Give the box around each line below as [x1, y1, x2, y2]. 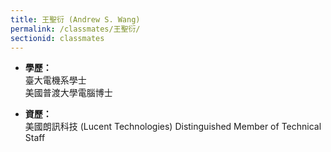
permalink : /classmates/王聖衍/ [10, 24, 141, 34]
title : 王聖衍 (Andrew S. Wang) [10, 14, 141, 25]
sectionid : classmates [10, 33, 105, 43]
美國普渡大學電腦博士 [24, 87, 113, 99]
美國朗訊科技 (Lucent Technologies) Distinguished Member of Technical [24, 121, 322, 133]
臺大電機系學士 [24, 74, 87, 86]
